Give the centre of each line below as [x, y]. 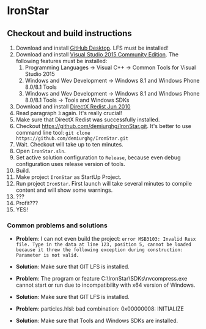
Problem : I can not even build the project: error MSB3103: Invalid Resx [106, 239]
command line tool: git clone [53, 133]
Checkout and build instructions [69, 33]
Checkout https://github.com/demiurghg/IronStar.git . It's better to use [103, 126]
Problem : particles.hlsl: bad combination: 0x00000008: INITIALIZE [100, 309]
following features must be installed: [61, 61]
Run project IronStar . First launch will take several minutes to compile [104, 183]
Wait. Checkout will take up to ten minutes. [70, 144]
